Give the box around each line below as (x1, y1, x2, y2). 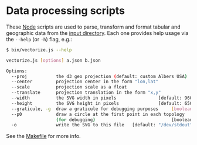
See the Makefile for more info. (6, 133, 81, 140)
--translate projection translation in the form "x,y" (11, 90, 161, 96)
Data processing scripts (6, 4, 125, 17)
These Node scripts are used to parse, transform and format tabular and (6, 23, 181, 30)
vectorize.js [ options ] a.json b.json (6, 57, 101, 63)
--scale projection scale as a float (11, 84, 127, 90)
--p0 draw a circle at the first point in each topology (11, 111, 185, 117)
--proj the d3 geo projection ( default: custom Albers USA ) (11, 73, 188, 79)
